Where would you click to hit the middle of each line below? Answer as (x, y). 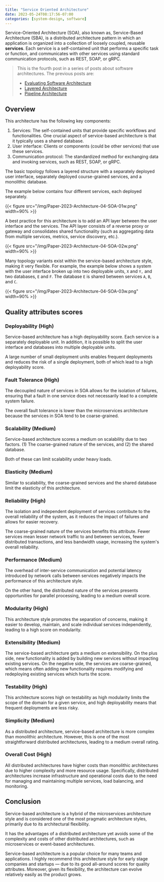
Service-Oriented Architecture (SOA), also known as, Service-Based (74, 33)
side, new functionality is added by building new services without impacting (82, 658)
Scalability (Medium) (30, 428)
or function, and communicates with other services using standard (72, 54)
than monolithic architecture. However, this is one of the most (67, 736)
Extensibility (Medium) (33, 642)
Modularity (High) (27, 608)
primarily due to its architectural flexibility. (47, 824)
